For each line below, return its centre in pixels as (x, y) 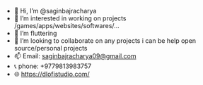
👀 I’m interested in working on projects (70, 18)
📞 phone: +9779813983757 (53, 66)
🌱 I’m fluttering (35, 33)
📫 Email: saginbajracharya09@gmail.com (75, 56)
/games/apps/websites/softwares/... (67, 26)
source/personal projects (51, 48)
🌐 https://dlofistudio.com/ (52, 74)
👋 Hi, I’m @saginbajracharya (55, 11)
